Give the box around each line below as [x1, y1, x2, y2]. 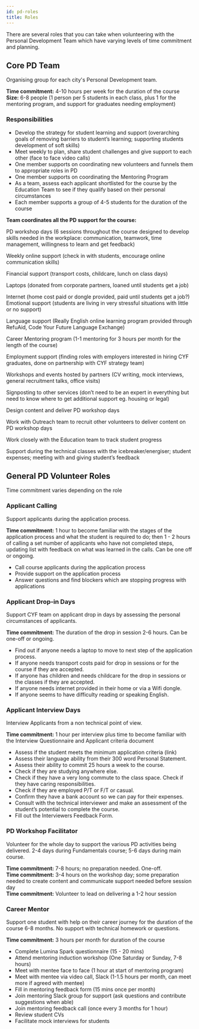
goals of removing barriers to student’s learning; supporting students [14, 135, 184, 142]
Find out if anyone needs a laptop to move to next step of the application [14, 647, 193, 654]
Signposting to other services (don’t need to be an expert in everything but [6, 388, 189, 396]
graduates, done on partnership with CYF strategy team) [6, 359, 144, 366]
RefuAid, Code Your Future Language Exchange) [6, 323, 125, 330]
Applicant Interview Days [6, 706, 81, 714]
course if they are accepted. [14, 666, 84, 673]
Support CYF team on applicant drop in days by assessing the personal [6, 611, 181, 618]
